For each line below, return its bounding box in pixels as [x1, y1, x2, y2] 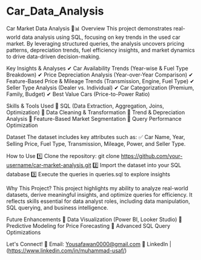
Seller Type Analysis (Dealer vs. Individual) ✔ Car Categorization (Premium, [6, 84, 195, 91]
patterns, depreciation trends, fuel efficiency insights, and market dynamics [6, 46, 195, 53]
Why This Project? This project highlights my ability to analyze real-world [6, 184, 189, 192]
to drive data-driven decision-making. [6, 53, 101, 60]
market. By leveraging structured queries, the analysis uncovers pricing [6, 39, 185, 47]
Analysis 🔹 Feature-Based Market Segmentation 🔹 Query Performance [6, 115, 182, 122]
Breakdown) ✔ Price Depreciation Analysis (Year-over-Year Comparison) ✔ [6, 71, 194, 78]
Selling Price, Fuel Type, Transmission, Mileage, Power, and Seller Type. [6, 140, 186, 147]
